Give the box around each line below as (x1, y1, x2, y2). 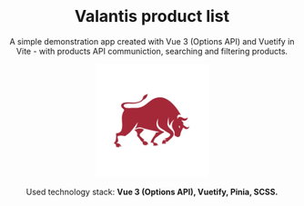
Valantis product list (74, 6, 230, 26)
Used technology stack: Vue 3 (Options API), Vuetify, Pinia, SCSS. (25, 186, 279, 197)
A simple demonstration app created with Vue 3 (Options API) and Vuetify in (9, 35, 295, 46)
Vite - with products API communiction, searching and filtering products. (15, 45, 289, 56)
